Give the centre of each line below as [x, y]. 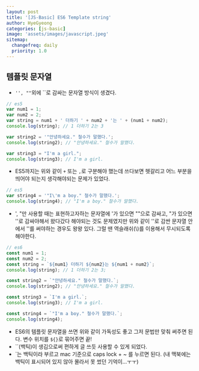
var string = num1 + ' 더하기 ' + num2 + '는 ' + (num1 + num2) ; [87, 121]
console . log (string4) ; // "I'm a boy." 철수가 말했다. [73, 201]
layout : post [23, 12]
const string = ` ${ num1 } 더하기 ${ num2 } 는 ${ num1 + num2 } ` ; [81, 264]
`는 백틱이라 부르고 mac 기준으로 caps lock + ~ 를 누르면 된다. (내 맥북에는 [103, 354]
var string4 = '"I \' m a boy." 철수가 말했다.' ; [63, 196]
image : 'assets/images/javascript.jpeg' [58, 34]
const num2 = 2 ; [26, 259]
